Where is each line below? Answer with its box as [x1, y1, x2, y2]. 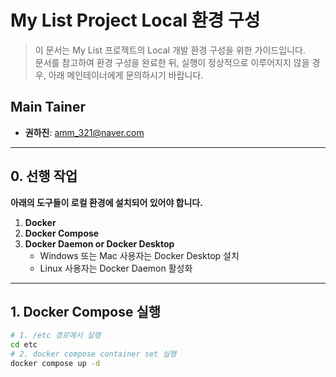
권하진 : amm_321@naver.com [24, 126, 145, 138]
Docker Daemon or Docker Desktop [24, 237, 175, 250]
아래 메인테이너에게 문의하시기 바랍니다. [48, 69, 204, 81]
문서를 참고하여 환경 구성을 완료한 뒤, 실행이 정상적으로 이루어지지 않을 [34, 56, 310, 68]
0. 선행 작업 [10, 168, 78, 185]
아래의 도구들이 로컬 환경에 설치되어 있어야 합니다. [10, 196, 203, 208]
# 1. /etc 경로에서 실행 [10, 331, 102, 341]
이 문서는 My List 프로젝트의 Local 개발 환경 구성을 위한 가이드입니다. [34, 44, 306, 56]
